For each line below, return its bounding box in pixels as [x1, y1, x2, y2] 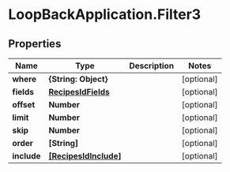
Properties [8, 37, 62, 50]
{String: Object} [48, 73, 108, 84]
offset [12, 99, 36, 110]
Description [129, 61, 175, 71]
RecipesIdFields [48, 87, 111, 97]
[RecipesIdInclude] [48, 151, 122, 161]
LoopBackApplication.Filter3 [8, 6, 202, 24]
